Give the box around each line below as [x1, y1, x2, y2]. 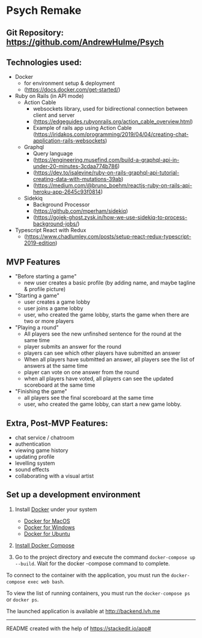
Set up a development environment [6, 489, 141, 500]
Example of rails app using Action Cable [32, 124, 132, 132]
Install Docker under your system [14, 506, 97, 513]
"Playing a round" [14, 324, 59, 331]
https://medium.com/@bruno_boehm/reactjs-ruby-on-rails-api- [35, 182, 192, 189]
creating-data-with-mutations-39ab [32, 176, 122, 183]
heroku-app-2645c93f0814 [32, 188, 101, 195]
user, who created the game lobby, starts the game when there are [23, 311, 189, 319]
